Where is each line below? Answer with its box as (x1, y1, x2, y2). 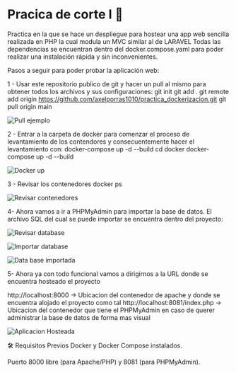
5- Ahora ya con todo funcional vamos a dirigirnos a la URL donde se (7, 269, 208, 278)
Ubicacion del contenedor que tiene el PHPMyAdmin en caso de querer (7, 306, 216, 314)
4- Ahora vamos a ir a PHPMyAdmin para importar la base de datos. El (7, 207, 212, 215)
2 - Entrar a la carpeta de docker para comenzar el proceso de (7, 130, 190, 138)
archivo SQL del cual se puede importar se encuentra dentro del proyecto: (7, 214, 224, 223)
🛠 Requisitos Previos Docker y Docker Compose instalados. (7, 341, 182, 350)
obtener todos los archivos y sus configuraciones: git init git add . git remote (7, 87, 230, 96)
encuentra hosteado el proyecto (7, 277, 101, 285)
